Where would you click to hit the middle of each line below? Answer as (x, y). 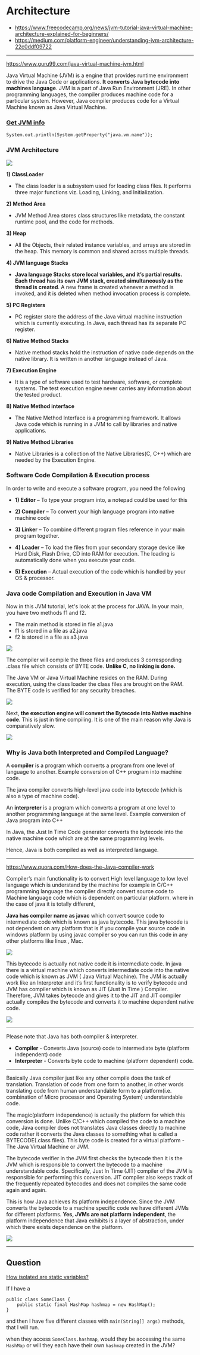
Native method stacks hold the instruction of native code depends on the (104, 352)
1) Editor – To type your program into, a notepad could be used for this (101, 499)
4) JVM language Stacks (37, 263)
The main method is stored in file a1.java (64, 624)
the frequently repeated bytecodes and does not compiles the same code (96, 1184)
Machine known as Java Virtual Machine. (57, 107)
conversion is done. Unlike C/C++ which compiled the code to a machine (96, 1121)
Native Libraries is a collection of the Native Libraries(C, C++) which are (103, 453)
